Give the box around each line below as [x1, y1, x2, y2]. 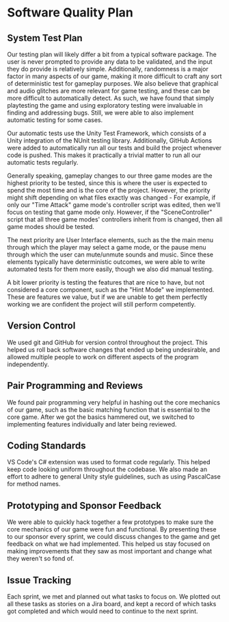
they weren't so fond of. [7, 554, 75, 563]
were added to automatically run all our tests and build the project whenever [7, 144, 222, 152]
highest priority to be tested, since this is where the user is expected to [7, 179, 207, 187]
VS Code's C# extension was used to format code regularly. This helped [7, 458, 211, 466]
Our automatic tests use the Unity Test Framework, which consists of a [7, 129, 206, 137]
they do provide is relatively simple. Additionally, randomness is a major [7, 65, 208, 73]
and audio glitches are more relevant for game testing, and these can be [7, 87, 211, 95]
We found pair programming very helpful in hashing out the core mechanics [7, 398, 221, 406]
